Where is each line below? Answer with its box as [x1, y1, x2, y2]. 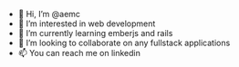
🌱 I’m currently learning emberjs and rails [17, 28, 173, 38]
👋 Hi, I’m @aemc [17, 9, 80, 19]
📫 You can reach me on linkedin [17, 48, 141, 58]
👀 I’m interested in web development [17, 18, 156, 29]
